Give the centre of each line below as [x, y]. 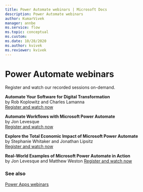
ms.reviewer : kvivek [26, 50]
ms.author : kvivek [24, 46]
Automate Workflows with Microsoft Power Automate [60, 116]
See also [15, 174]
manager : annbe [20, 23]
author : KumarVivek [25, 18]
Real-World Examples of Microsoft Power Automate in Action [68, 156]
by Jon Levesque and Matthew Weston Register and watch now [69, 161]
